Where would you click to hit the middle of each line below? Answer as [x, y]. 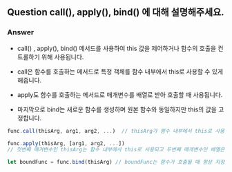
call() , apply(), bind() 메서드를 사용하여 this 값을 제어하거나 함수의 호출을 [116, 48]
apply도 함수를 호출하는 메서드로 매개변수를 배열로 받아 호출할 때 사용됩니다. [120, 94]
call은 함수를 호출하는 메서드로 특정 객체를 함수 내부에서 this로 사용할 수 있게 [120, 72]
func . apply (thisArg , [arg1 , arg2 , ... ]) [66, 143]
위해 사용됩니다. [62, 56]
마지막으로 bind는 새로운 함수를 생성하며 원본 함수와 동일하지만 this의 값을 [117, 109]
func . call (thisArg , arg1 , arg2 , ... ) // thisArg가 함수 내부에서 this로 [110, 131]
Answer [21, 32]
